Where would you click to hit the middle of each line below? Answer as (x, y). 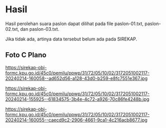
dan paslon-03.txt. (40, 29)
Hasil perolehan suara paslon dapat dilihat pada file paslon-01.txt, (75, 24)
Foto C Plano (26, 55)
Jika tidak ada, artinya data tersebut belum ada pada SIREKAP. (71, 39)
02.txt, (12, 29)
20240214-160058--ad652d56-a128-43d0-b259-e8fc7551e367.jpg (76, 78)
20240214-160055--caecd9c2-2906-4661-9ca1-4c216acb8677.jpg (76, 120)
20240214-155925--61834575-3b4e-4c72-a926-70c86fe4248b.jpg (77, 99)
